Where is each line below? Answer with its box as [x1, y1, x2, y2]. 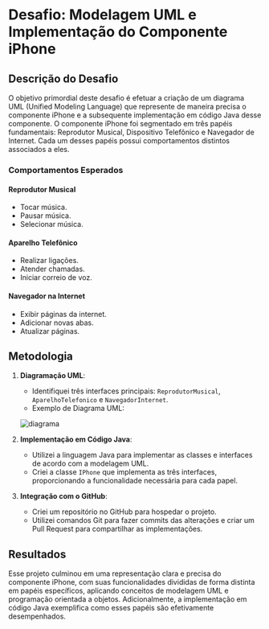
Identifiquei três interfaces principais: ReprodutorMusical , [31, 386, 221, 396]
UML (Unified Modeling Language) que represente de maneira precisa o [8, 102, 247, 111]
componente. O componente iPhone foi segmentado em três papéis [8, 119, 233, 128]
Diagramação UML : [19, 371, 86, 380]
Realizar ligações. [19, 256, 79, 265]
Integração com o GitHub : [19, 491, 108, 501]
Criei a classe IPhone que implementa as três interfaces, [31, 467, 218, 477]
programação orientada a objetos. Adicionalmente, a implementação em [8, 594, 247, 604]
